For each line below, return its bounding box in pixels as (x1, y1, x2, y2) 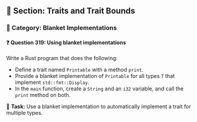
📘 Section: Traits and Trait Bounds (6, 6, 136, 16)
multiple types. (6, 109, 43, 116)
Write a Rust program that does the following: (6, 54, 118, 61)
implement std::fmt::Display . (14, 79, 90, 86)
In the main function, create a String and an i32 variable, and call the (14, 85, 184, 92)
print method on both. (14, 91, 71, 98)
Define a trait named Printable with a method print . (14, 66, 144, 73)
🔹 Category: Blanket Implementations (6, 24, 118, 32)
